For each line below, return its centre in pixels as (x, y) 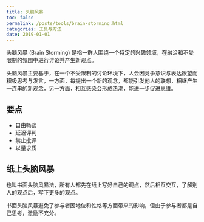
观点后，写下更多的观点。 (49, 192)
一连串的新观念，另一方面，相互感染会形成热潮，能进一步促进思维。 (91, 88)
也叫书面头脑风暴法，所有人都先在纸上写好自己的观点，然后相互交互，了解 (99, 185)
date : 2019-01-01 (28, 35)
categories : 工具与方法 (34, 29)
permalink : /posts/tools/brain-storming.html (65, 23)
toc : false (20, 18)
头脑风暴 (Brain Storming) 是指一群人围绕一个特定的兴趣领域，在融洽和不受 (100, 53)
